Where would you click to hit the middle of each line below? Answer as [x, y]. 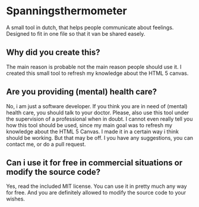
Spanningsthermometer [67, 11]
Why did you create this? [53, 53]
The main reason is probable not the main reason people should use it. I [94, 67]
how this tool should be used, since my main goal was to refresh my [89, 125]
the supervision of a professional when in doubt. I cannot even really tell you [99, 119]
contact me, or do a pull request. [46, 144]
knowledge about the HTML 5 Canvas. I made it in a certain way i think [93, 131]
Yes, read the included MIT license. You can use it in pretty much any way [97, 186]
